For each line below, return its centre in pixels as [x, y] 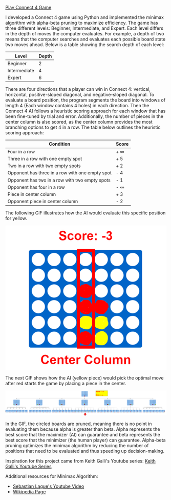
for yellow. [16, 218]
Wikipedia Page [29, 492]
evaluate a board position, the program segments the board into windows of [85, 100]
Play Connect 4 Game [28, 7]
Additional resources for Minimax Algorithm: [52, 476]
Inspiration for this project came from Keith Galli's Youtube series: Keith [81, 461]
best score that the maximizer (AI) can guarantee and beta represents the [83, 435]
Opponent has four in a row [36, 187]
